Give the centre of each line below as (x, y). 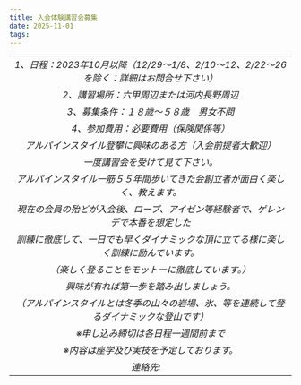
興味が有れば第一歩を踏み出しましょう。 (150, 287)
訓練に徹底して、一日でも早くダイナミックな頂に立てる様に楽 (146, 240)
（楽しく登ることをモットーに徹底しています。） (150, 269)
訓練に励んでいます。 (155, 253)
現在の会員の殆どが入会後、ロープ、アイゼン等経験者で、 (137, 210)
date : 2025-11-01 (42, 26)
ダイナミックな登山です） (155, 317)
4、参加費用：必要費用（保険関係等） (150, 129)
